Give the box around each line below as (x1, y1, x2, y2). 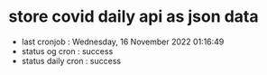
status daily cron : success (21, 55, 122, 66)
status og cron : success (21, 45, 114, 56)
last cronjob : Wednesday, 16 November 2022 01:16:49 (21, 36, 225, 47)
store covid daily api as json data (8, 6, 259, 27)
